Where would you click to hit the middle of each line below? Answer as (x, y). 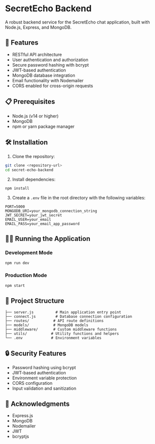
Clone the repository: (33, 157)
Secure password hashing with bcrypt (50, 65)
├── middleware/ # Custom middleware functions (61, 329)
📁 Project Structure (35, 301)
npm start (15, 285)
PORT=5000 (15, 207)
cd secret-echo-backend (29, 170)
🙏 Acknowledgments (37, 404)
